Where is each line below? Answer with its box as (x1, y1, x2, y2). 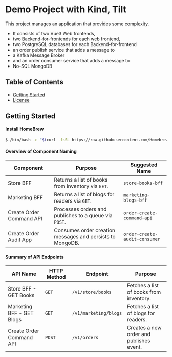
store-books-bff (123, 180, 163, 186)
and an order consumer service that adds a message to (12, 57, 130, 63)
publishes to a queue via (53, 212, 113, 219)
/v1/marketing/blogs (72, 310, 122, 316)
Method (46, 273, 66, 280)
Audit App (8, 236, 32, 243)
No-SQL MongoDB (12, 63, 53, 69)
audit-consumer (123, 236, 160, 242)
